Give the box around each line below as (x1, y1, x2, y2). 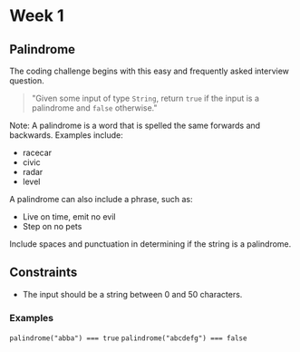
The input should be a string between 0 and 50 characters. (22, 288, 243, 299)
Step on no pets (22, 221, 82, 231)
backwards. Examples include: (9, 130, 124, 141)
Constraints (9, 265, 78, 280)
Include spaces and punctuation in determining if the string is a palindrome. (9, 239, 292, 249)
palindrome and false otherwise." (31, 103, 158, 113)
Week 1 (9, 5, 64, 26)
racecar (22, 147, 53, 158)
